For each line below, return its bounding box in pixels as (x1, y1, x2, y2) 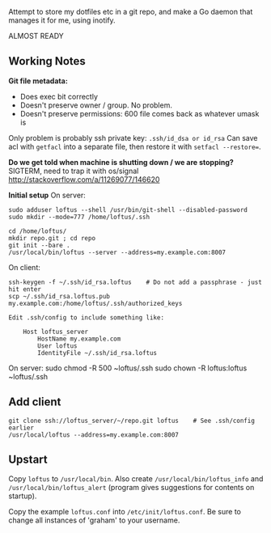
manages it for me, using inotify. (8, 15, 116, 25)
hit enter (8, 285, 42, 294)
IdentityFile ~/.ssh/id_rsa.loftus (37, 349, 158, 357)
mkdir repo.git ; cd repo (8, 234, 95, 242)
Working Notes (8, 54, 87, 68)
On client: (8, 262, 40, 272)
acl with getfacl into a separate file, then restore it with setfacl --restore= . (8, 142, 261, 151)
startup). (8, 491, 37, 501)
